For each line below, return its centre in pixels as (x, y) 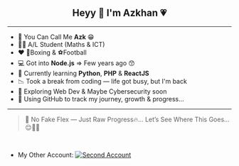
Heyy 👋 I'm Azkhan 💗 (119, 13)
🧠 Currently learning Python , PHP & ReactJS (83, 73)
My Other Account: (46, 155)
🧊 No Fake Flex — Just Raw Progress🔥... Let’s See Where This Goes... (127, 119)
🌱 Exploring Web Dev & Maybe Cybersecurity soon (92, 91)
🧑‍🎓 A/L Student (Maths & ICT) (61, 44)
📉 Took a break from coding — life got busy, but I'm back (102, 81)
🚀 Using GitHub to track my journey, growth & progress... (101, 99)
